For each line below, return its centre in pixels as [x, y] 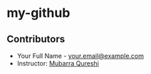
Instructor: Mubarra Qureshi [58, 63]
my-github [38, 13]
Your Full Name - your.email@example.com [80, 56]
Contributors [36, 39]
